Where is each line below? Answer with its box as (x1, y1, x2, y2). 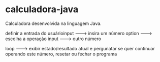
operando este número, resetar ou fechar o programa (5, 51, 117, 57)
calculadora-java (5, 4, 79, 15)
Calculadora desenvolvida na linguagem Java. (5, 20, 102, 26)
